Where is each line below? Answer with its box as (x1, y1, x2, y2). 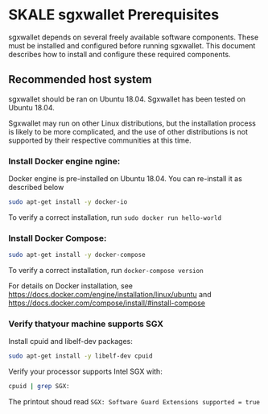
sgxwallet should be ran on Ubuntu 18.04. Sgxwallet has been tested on (8, 94, 246, 104)
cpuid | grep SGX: (8, 383, 70, 391)
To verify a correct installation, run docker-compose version (8, 266, 204, 275)
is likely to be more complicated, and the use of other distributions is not (8, 126, 248, 136)
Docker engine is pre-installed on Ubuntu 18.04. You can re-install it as (8, 174, 243, 184)
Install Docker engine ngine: (8, 155, 121, 167)
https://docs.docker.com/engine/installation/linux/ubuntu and (8, 290, 212, 300)
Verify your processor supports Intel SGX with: (8, 366, 163, 376)
